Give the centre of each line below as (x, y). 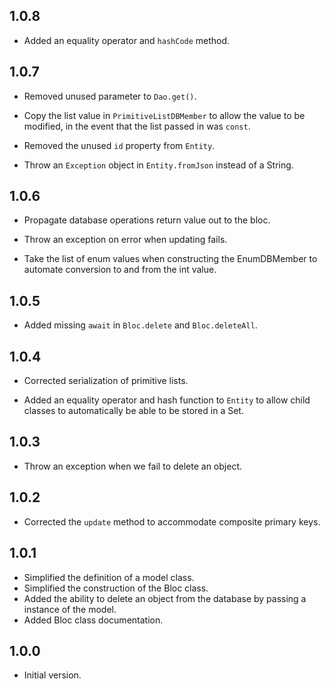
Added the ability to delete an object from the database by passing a (165, 598)
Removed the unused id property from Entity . (119, 145)
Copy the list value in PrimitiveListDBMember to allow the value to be (164, 115)
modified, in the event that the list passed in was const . (137, 126)
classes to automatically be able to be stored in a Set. (133, 411)
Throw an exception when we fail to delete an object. (132, 466)
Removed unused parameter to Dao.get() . (110, 96)
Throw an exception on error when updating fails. (125, 240)
